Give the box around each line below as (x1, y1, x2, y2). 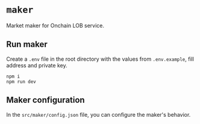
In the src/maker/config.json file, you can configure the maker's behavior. (6, 111, 191, 118)
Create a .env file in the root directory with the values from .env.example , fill (6, 55, 195, 63)
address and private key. (6, 61, 67, 69)
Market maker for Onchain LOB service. (6, 22, 104, 29)
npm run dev (6, 78, 36, 85)
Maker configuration (6, 95, 86, 105)
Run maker (6, 39, 48, 49)
